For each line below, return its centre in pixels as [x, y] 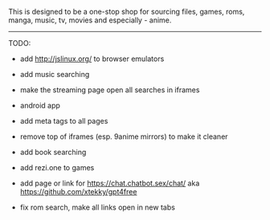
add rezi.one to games [57, 167]
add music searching [55, 74]
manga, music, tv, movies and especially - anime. [90, 20]
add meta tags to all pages [64, 121]
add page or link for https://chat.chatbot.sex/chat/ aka [110, 183]
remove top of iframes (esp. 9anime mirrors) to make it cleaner [124, 136]
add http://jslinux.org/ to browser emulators [92, 59]
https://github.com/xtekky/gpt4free [78, 191]
